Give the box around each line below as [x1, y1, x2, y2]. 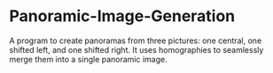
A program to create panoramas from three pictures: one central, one [9, 35, 262, 46]
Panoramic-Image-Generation [9, 6, 236, 26]
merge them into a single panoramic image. [9, 54, 168, 64]
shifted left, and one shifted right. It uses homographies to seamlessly [9, 44, 264, 55]
